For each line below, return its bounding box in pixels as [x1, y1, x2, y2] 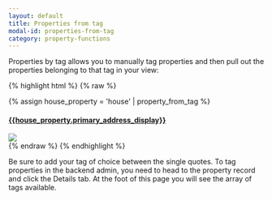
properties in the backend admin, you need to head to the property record [8, 165, 256, 175]
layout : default [8, 11, 63, 20]
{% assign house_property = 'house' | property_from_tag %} [8, 96, 211, 106]
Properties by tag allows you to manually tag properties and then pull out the [8, 57, 265, 66]
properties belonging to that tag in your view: [8, 66, 160, 75]
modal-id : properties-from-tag [8, 27, 114, 35]
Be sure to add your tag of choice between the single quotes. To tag [8, 157, 236, 167]
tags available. [8, 183, 57, 193]
